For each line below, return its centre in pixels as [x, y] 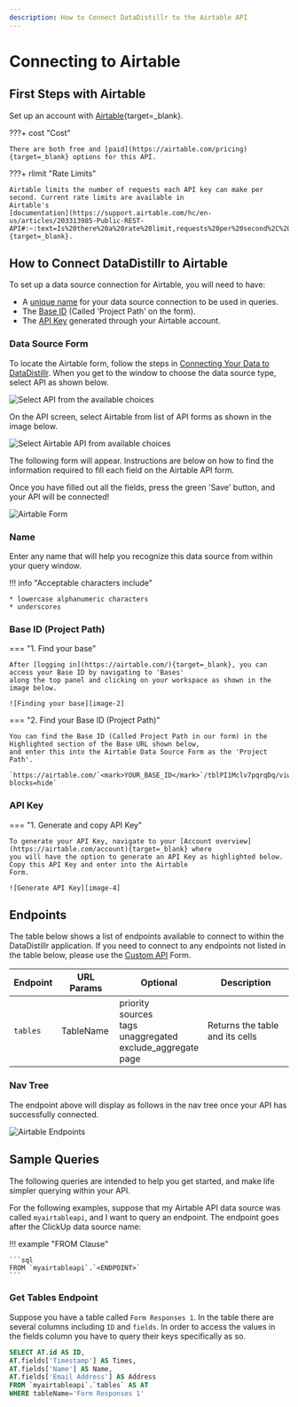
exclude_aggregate [159, 1048]
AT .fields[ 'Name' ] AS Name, [61, 1369]
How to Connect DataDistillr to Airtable [118, 264]
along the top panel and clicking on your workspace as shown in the [141, 681]
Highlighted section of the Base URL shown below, [105, 744]
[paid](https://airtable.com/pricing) [176, 149]
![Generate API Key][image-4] [65, 888]
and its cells [232, 1036]
